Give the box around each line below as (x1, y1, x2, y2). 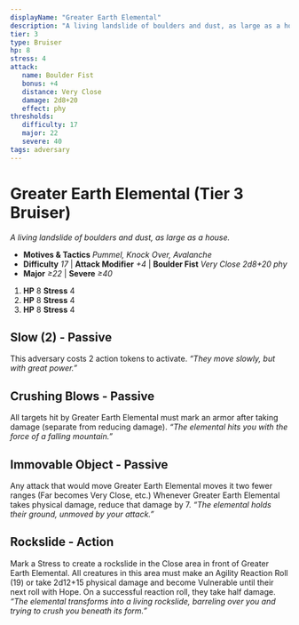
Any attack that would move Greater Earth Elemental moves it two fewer (10, 481, 273, 491)
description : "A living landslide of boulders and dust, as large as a (10, 21, 280, 30)
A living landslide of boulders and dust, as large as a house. (10, 232, 231, 243)
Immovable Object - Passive (10, 457, 169, 472)
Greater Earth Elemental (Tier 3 (10, 183, 244, 204)
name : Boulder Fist (21, 71, 94, 80)
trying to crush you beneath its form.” (10, 605, 147, 616)
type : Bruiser (10, 37, 63, 47)
